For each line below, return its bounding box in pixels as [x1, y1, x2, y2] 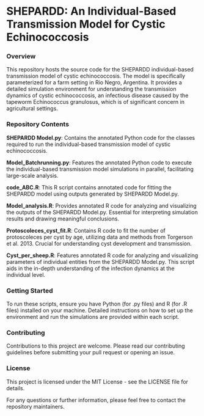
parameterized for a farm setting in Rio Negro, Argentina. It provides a [6, 79, 182, 86]
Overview [6, 52, 36, 60]
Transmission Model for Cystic [6, 17, 166, 31]
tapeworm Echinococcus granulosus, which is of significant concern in [6, 98, 185, 106]
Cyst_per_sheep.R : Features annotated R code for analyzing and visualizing [6, 252, 199, 259]
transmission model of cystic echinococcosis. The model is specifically [6, 72, 185, 80]
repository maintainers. [6, 403, 65, 410]
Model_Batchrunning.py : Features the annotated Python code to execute [6, 159, 192, 166]
